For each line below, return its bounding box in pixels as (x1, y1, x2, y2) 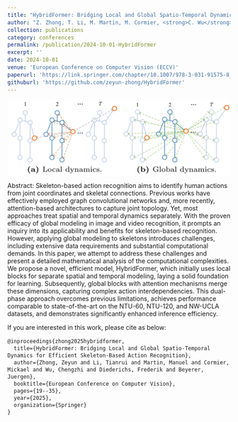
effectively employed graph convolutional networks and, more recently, (7, 196, 215, 205)
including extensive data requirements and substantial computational (7, 241, 209, 250)
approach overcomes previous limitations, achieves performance (27, 294, 217, 303)
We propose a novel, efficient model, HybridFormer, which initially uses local (7, 264, 231, 272)
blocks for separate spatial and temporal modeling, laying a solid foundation (7, 272, 229, 280)
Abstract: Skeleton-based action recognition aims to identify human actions (7, 181, 228, 189)
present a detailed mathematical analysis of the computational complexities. (7, 256, 229, 265)
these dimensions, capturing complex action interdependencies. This (7, 287, 209, 295)
